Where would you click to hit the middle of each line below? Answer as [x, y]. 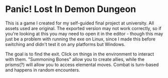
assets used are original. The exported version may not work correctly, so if [83, 28]
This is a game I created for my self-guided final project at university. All [80, 23]
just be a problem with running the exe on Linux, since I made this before [80, 39]
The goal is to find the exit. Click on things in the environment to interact [80, 54]
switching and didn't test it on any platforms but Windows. [65, 44]
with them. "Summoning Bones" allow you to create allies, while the [75, 59]
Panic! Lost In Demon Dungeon [71, 9]
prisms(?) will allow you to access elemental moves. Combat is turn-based [82, 64]
